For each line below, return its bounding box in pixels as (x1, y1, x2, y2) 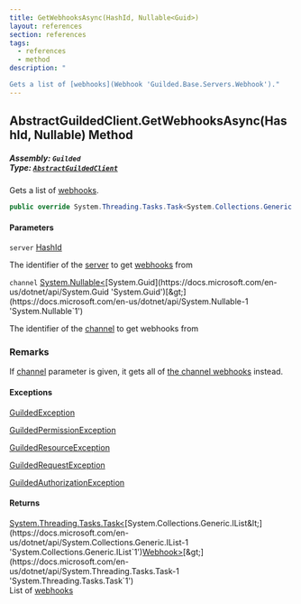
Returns (9, 497, 41, 508)
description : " (9, 64, 67, 73)
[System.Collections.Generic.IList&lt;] (124, 517, 263, 528)
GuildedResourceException (9, 441, 111, 452)
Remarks (9, 346, 50, 358)
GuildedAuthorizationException (9, 477, 125, 488)
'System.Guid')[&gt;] (111, 286, 187, 298)
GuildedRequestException (9, 460, 105, 470)
